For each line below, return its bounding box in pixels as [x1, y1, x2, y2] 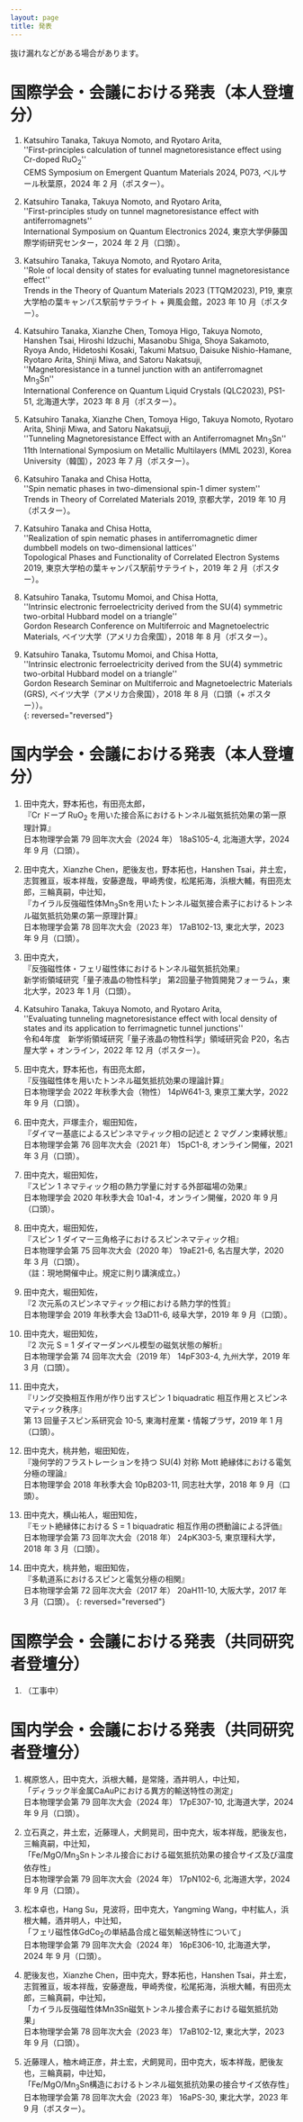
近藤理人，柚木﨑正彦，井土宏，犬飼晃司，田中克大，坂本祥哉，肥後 [22, 2056, 276, 2067]
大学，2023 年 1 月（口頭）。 [31, 986, 136, 997]
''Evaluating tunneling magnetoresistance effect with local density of [22, 1014, 278, 1025]
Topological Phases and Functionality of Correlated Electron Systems [22, 551, 280, 563]
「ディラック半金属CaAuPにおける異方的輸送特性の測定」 [22, 1785, 237, 1796]
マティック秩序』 [22, 1404, 86, 1414]
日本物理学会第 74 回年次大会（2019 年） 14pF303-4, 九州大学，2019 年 [22, 1351, 290, 1362]
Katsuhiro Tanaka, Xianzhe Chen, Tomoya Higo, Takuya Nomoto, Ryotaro [22, 414, 294, 425]
